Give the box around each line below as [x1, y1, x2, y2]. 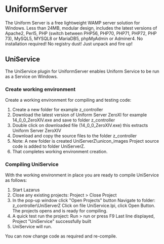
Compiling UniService [5, 161, 59, 167]
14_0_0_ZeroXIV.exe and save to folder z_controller [12, 117, 115, 123]
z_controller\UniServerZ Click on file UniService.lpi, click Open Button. [12, 203, 156, 208]
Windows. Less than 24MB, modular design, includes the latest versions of [5, 25, 157, 31]
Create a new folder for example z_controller [12, 107, 103, 113]
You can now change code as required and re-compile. [5, 233, 118, 239]
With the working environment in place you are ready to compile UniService [5, 172, 159, 178]
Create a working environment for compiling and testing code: [5, 97, 132, 103]
